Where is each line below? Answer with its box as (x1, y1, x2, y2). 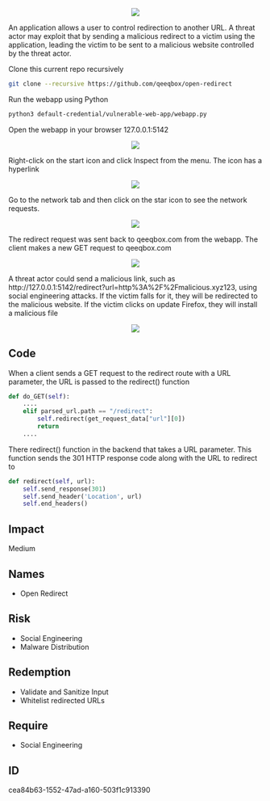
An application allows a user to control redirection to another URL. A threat (8, 23, 255, 32)
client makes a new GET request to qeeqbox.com (8, 242, 172, 252)
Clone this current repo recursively (8, 65, 124, 74)
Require (8, 719, 48, 732)
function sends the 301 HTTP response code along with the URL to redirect (8, 453, 258, 462)
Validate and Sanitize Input (19, 687, 109, 697)
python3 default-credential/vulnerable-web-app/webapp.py (8, 110, 207, 118)
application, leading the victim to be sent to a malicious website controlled (8, 40, 255, 49)
